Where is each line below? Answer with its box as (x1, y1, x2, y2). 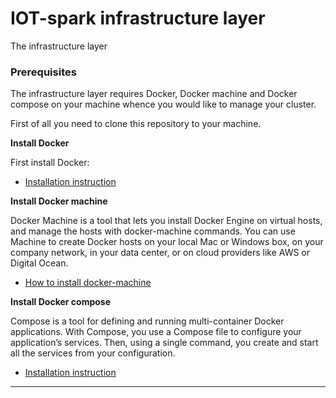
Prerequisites (10, 65, 77, 79)
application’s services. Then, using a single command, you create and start (10, 337, 319, 349)
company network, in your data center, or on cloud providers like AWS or (10, 247, 311, 259)
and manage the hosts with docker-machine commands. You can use (10, 225, 296, 237)
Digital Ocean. (10, 257, 69, 269)
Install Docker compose (10, 296, 112, 308)
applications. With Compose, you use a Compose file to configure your (10, 326, 302, 338)
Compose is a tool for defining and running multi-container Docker (10, 315, 285, 327)
